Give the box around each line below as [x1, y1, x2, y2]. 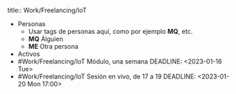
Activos [17, 49, 41, 58]
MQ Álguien [28, 35, 64, 43]
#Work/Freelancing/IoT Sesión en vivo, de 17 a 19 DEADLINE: [17, 72, 196, 81]
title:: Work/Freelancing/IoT [7, 6, 87, 14]
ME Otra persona [28, 42, 79, 50]
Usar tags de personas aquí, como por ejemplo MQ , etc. [28, 28, 193, 35]
